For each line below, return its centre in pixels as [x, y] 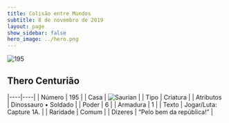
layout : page [26, 26]
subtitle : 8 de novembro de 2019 [55, 20]
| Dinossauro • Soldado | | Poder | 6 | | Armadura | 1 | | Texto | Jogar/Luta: [112, 104]
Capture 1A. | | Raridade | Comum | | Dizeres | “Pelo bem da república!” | [110, 112]
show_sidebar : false [37, 33]
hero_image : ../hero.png [43, 39]
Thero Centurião [43, 81]
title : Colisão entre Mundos [49, 13]
